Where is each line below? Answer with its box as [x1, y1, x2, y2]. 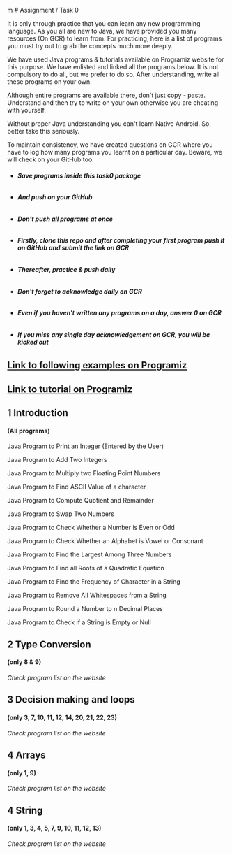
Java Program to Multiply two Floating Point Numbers [7, 469, 161, 477]
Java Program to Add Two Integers [7, 456, 107, 464]
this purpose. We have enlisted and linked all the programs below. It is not [7, 63, 219, 71]
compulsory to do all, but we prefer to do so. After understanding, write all [7, 70, 220, 78]
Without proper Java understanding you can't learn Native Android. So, [7, 120, 211, 128]
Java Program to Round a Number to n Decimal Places [7, 605, 164, 613]
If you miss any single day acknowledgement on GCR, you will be [17, 330, 210, 338]
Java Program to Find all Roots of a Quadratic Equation [7, 564, 165, 573]
